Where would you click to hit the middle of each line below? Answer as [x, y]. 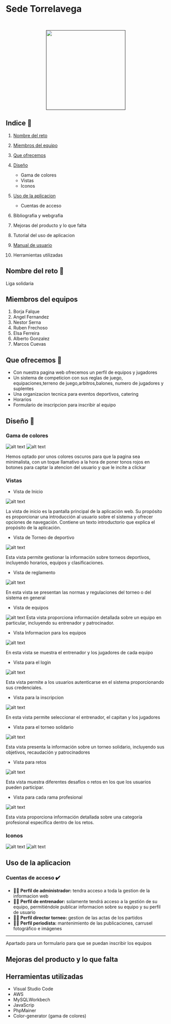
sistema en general [26, 598]
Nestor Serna [27, 322]
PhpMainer [25, 1011]
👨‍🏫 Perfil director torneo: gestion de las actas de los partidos [78, 918]
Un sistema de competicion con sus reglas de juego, [68, 378]
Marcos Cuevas [29, 344]
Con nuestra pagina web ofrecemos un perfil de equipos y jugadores [85, 372]
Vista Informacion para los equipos [49, 633]
